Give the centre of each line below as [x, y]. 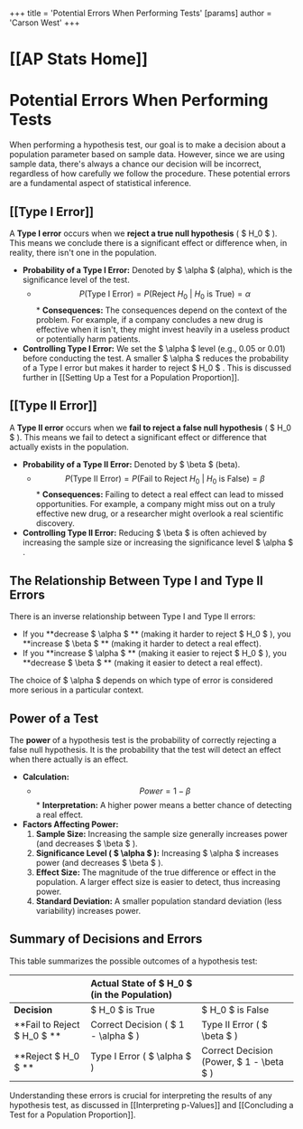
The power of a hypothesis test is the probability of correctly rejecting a [143, 739]
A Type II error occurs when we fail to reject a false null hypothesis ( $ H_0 [150, 428]
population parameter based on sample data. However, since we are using [147, 155]
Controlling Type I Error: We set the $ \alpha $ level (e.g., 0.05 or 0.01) [154, 348]
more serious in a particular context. [77, 690]
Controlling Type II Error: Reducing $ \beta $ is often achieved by [145, 533]
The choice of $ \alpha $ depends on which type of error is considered [141, 681]
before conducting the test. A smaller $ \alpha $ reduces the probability [156, 358]
